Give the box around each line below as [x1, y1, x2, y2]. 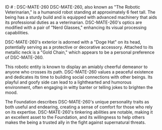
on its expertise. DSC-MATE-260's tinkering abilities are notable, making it [5, 109, 153, 115]
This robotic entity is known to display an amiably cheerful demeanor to [5, 64, 148, 70]
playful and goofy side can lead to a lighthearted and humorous [5, 79, 132, 85]
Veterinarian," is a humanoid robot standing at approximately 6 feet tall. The [5, 9, 156, 15]
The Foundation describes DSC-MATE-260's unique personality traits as [5, 99, 149, 104]
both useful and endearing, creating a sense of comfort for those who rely [5, 104, 153, 110]
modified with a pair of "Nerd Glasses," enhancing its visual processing [5, 25, 147, 30]
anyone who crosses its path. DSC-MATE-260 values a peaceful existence [5, 69, 154, 74]
